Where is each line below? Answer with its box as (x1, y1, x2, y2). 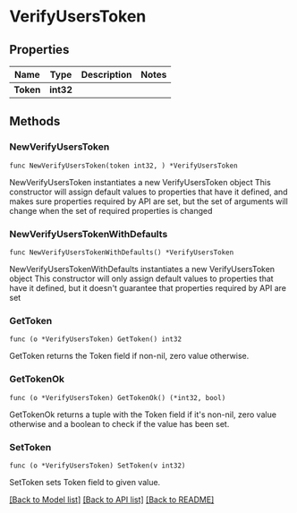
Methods (9, 114, 61, 129)
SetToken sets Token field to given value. (9, 476, 161, 487)
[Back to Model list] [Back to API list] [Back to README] (9, 494, 215, 505)
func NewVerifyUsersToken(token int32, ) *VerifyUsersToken (9, 161, 239, 170)
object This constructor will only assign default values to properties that (9, 273, 275, 284)
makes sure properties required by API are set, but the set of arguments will (9, 195, 288, 207)
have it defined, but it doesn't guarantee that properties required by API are (9, 282, 286, 293)
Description (81, 69, 132, 81)
